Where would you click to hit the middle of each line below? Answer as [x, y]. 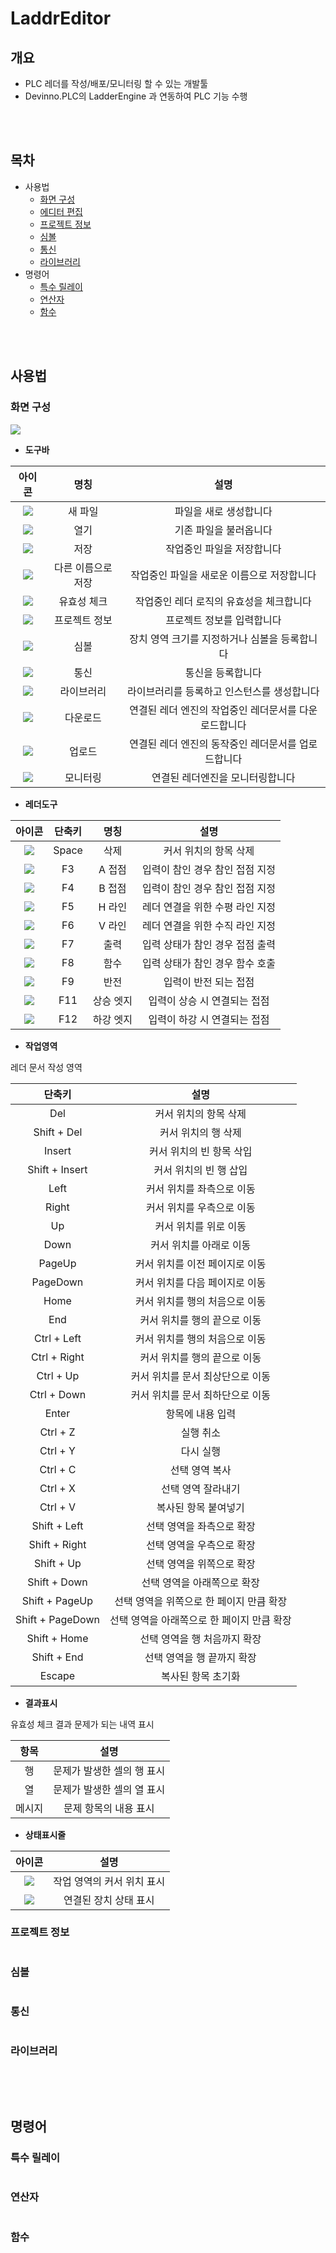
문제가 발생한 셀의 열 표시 [109, 1789]
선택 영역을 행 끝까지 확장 [200, 1657]
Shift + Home [57, 1638]
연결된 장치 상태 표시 [109, 1900]
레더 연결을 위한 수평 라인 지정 [209, 907]
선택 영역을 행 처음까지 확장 [200, 1639]
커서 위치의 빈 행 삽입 [200, 1170]
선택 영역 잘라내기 [201, 1489]
